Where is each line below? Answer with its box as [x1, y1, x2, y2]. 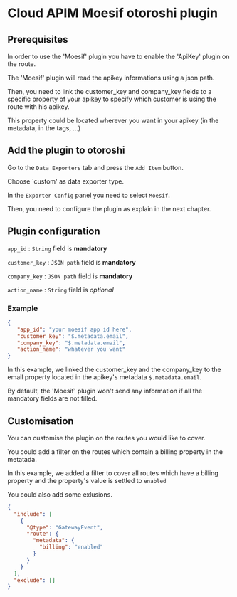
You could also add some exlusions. [7, 490, 112, 499]
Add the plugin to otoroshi [7, 144, 125, 157]
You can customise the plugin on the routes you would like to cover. [7, 433, 206, 442]
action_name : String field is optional [7, 285, 114, 294]
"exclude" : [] [14, 576, 56, 584]
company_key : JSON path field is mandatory [7, 272, 133, 280]
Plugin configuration [7, 226, 101, 238]
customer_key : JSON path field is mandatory [7, 258, 137, 266]
